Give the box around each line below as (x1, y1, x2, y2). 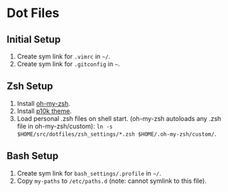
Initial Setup (6, 33, 61, 46)
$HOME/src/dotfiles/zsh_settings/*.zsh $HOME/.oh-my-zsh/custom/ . (16, 129, 217, 138)
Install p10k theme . (16, 107, 72, 115)
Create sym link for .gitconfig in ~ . (16, 60, 120, 68)
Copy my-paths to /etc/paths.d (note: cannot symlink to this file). (16, 176, 207, 185)
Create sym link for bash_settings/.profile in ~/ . (16, 169, 161, 177)
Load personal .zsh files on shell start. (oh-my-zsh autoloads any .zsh (16, 114, 222, 122)
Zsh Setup (6, 80, 54, 92)
